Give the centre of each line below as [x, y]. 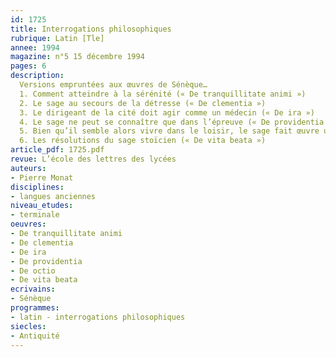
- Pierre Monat [42, 177]
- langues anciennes [53, 196]
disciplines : [37, 187]
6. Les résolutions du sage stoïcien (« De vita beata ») [143, 141]
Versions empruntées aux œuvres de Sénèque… [113, 85]
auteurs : [28, 168]
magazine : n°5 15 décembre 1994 [77, 57]
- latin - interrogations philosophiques [98, 317]
